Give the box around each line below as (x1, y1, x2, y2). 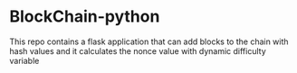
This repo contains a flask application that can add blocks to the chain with (9, 36, 289, 47)
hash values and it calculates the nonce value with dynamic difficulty (9, 45, 267, 56)
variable (9, 55, 40, 66)
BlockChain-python (9, 6, 160, 27)
